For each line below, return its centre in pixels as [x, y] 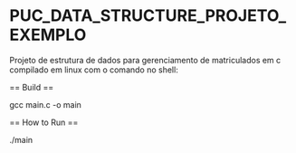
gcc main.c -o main [45, 104]
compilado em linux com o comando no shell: [94, 70]
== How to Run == [44, 122]
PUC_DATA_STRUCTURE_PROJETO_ [148, 16]
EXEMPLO [48, 35]
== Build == [32, 87]
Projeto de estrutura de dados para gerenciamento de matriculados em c [145, 60]
